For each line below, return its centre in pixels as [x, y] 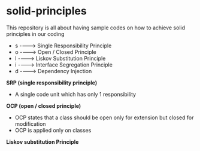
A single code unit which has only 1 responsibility [75, 94]
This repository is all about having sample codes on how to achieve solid [96, 28]
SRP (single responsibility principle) [52, 83]
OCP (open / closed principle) [44, 105]
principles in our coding [35, 34]
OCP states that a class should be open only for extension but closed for [104, 117]
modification [30, 123]
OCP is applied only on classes [53, 130]
